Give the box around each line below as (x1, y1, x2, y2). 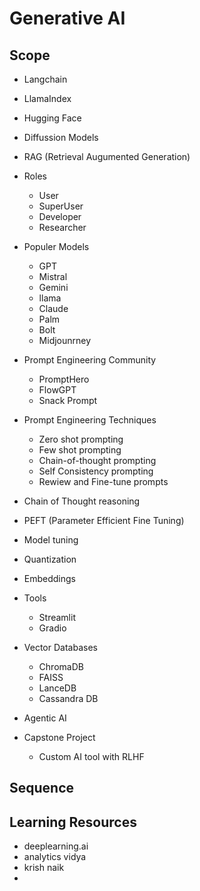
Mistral (38, 271, 68, 282)
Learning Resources (9, 813, 137, 831)
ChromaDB (38, 661, 84, 672)
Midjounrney (38, 335, 92, 346)
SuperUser (38, 200, 84, 212)
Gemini (38, 282, 69, 293)
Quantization (23, 553, 77, 565)
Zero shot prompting (38, 433, 124, 445)
